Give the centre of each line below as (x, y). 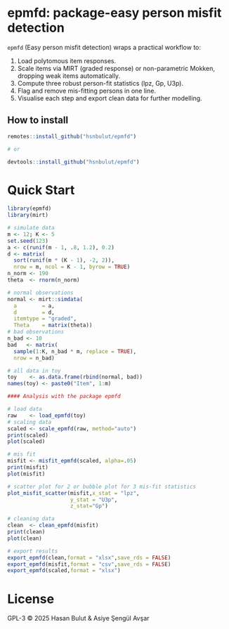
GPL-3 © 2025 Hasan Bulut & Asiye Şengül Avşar (78, 618)
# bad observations (36, 332)
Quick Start (41, 190)
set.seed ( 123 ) (28, 241)
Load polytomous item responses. (67, 60)
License (31, 599)
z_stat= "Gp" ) (89, 506)
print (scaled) (28, 435)
